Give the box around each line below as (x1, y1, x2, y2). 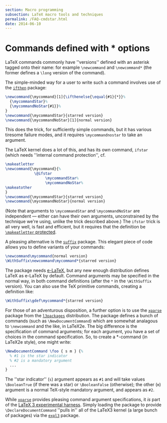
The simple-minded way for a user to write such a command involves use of (5, 79, 161, 85)
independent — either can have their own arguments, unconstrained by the (5, 213, 159, 219)
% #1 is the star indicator (9, 353, 68, 358)
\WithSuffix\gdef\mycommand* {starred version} (5, 298, 103, 303)
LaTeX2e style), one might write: (5, 339, 72, 345)
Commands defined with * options (5, 43, 150, 54)
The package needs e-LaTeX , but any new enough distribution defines (5, 267, 150, 273)
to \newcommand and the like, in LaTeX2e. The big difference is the (5, 323, 138, 329)
